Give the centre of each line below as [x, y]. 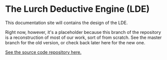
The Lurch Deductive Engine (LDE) [78, 9]
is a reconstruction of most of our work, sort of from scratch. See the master [83, 37]
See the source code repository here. [43, 52]
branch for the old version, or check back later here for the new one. [75, 42]
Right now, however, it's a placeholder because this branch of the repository [83, 32]
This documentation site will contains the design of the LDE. [67, 23]
